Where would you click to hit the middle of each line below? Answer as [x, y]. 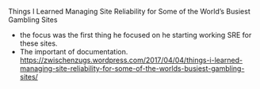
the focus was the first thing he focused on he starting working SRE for [136, 35]
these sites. [38, 43]
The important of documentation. [74, 52]
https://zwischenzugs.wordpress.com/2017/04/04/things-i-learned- [131, 60]
